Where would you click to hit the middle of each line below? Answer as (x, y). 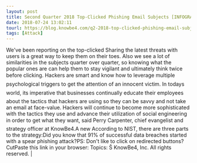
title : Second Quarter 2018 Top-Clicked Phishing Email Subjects (87, 17)
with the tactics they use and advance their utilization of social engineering (97, 114)
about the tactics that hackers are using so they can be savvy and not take (96, 101)
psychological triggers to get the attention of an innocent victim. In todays (95, 84)
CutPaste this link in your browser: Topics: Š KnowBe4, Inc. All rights (89, 148)
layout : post (22, 11)
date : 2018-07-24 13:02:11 (39, 22)
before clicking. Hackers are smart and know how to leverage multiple (91, 75)
